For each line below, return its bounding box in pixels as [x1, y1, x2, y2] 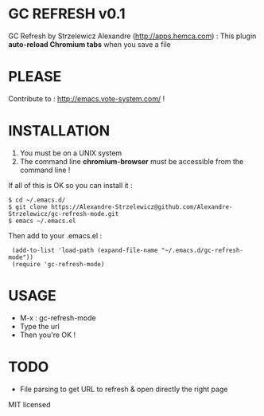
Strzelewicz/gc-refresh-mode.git [8, 210, 119, 218]
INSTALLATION [8, 122, 110, 140]
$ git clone [8, 202, 48, 211]
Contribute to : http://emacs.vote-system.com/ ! [8, 93, 165, 104]
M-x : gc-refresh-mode [19, 312, 97, 323]
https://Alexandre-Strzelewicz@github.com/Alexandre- [50, 202, 233, 211]
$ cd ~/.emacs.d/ [8, 196, 66, 204]
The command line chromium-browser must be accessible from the [19, 156, 244, 166]
